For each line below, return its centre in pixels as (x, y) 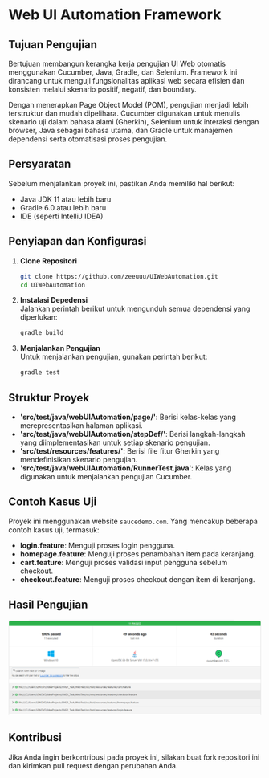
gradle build (42, 333)
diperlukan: (39, 317)
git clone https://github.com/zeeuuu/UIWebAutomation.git (119, 276)
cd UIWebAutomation (53, 285)
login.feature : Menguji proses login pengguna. (97, 545)
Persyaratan (40, 164)
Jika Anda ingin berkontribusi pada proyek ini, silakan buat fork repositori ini (134, 757)
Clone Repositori (49, 261)
